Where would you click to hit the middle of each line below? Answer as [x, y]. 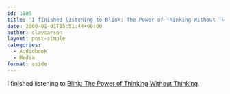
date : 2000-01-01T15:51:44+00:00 [55, 26]
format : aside [27, 64]
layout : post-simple [37, 39]
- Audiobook [30, 52]
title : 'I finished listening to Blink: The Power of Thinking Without [111, 20]
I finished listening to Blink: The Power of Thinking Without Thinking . [103, 83]
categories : [24, 45]
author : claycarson [35, 32]
